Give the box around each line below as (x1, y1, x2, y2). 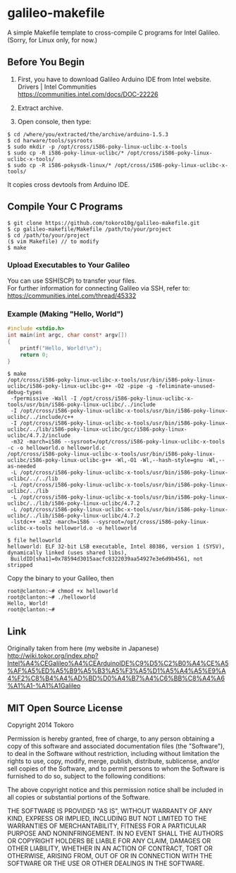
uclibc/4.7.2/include (7, 432, 71, 439)
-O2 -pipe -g (114, 383, 153, 390)
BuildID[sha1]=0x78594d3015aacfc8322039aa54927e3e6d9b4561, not (10, 556, 203, 563)
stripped (7, 562, 33, 569)
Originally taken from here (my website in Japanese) (7, 644, 160, 653)
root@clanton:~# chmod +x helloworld (7, 587, 118, 595)
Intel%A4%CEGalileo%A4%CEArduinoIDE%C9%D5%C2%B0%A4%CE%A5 (7, 659, 229, 668)
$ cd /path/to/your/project (7, 231, 90, 239)
